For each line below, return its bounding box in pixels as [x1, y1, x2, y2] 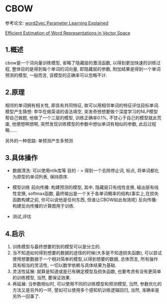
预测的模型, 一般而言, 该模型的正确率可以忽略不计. [5, 72, 107, 78]
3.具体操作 [5, 153, 38, 162]
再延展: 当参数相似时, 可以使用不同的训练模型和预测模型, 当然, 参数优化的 [12, 281, 162, 287]
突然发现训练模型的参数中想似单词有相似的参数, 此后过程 [40, 121, 157, 127]
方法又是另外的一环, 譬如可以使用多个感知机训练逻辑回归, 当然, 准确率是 [12, 287, 160, 293]
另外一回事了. [12, 294, 40, 300]
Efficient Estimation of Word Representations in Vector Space [5, 30, 131, 36]
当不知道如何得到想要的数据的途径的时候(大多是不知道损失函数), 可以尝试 [12, 250, 162, 256]
